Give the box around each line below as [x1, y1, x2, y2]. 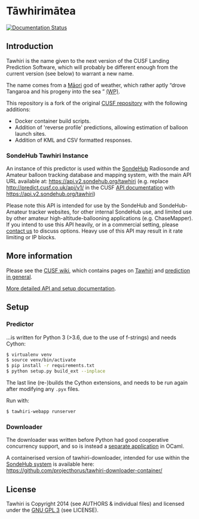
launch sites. [14, 130, 47, 137]
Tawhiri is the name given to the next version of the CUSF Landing [6, 57, 169, 64]
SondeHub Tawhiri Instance [6, 151, 88, 160]
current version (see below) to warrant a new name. [6, 70, 134, 77]
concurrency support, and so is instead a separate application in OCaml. [6, 442, 184, 450]
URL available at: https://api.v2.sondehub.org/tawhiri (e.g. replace [6, 178, 169, 185]
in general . [6, 273, 33, 280]
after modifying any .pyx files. [6, 386, 80, 393]
